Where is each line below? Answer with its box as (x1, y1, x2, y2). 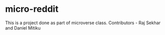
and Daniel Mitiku (5, 25, 41, 31)
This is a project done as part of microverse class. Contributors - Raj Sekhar (5, 20, 161, 26)
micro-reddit (5, 3, 59, 15)
